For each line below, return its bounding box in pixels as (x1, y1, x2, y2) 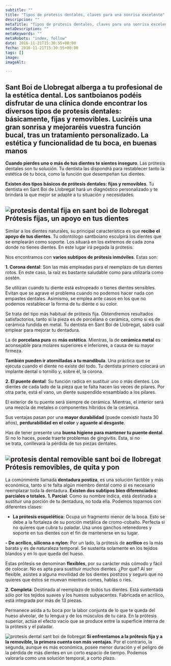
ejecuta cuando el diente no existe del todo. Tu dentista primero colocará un (5, 363, 165, 369)
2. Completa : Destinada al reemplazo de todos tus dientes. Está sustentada (5, 587, 164, 593)
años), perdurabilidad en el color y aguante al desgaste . (5, 419, 126, 425)
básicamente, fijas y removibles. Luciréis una (5, 115, 152, 123)
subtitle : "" (5, 7, 33, 13)
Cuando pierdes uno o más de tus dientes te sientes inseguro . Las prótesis (5, 160, 165, 166)
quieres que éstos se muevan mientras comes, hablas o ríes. (5, 576, 132, 582)
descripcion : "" (5, 17, 40, 22)
